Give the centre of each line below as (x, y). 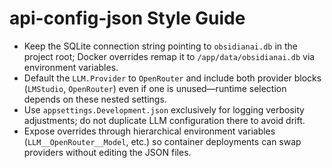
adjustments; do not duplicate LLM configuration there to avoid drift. (164, 120)
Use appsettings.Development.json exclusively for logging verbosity (164, 109)
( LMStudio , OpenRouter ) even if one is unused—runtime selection (155, 88)
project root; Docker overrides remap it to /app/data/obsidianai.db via (169, 56)
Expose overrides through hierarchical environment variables (149, 131)
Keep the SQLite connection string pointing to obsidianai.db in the (161, 46)
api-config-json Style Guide (127, 18)
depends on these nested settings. (95, 99)
